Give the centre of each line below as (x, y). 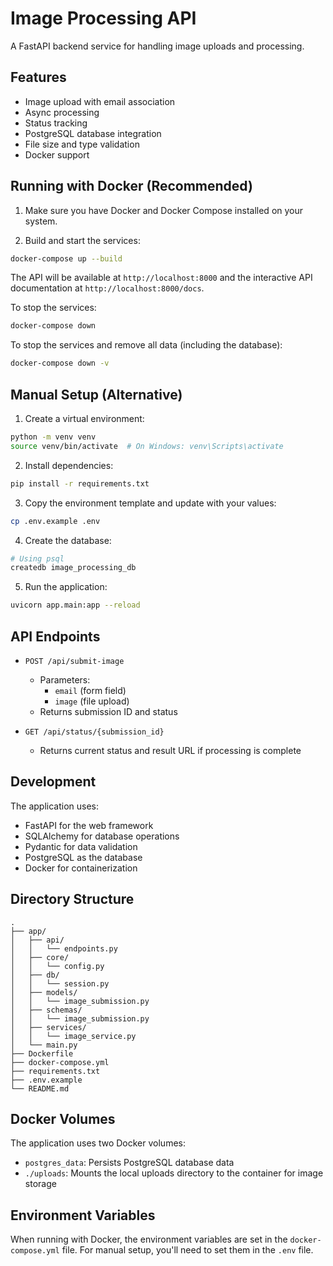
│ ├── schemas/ (46, 1010)
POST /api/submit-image (74, 661)
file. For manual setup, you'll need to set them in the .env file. (187, 1250)
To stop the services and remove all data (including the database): (146, 345)
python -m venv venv (53, 437)
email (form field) (90, 690)
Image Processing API (103, 18)
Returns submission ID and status (108, 711)
